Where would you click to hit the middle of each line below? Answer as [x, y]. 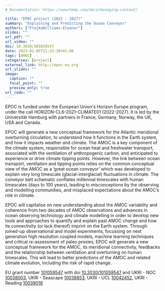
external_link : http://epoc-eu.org [42, 65]
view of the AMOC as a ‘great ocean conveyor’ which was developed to [78, 169]
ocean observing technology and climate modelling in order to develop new [82, 215]
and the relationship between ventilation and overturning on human [73, 252]
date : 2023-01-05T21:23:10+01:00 [40, 51]
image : [12, 74]
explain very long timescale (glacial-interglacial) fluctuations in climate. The [82, 174]
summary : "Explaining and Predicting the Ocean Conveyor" [66, 23]
